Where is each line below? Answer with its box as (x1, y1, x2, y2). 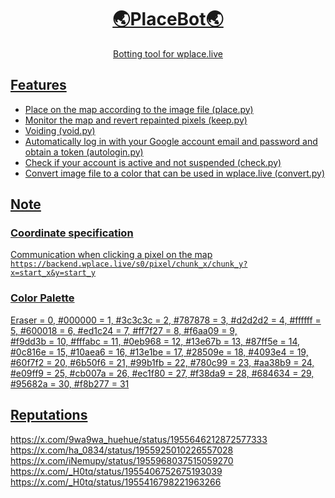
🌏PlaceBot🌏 (112, 8, 224, 31)
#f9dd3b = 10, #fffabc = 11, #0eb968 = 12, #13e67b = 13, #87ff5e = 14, (10, 335, 301, 347)
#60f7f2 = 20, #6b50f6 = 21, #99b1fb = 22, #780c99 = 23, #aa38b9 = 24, (10, 356, 315, 368)
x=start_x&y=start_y (10, 268, 97, 278)
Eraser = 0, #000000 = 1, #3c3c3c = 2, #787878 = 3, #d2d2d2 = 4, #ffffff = (10, 314, 322, 326)
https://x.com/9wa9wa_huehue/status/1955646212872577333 (10, 433, 268, 445)
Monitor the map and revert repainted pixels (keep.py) (24, 114, 248, 126)
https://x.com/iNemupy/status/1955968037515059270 (10, 454, 234, 466)
